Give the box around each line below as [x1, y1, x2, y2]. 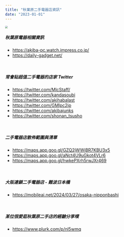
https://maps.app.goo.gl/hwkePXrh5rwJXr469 [12, 158, 107, 163]
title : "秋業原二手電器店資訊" [5, 7, 62, 12]
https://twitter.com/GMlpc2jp [12, 102, 72, 109]
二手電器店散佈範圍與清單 [5, 134, 57, 141]
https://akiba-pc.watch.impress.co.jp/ [12, 47, 89, 53]
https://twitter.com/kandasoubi [12, 92, 76, 98]
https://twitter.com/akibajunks [12, 108, 74, 114]
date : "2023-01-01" [5, 12, 45, 17]
